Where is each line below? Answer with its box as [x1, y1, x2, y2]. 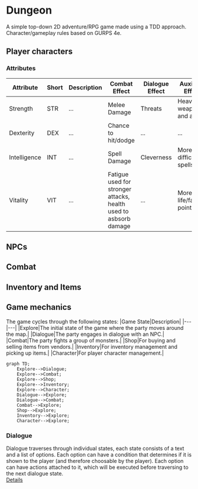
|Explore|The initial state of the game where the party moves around [18, 324, 184, 331]
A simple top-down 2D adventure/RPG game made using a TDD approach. [6, 23, 187, 30]
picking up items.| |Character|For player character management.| [6, 349, 164, 357]
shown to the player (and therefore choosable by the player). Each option [6, 457, 184, 464]
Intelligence [9, 153, 41, 161]
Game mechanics [6, 302, 72, 312]
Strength [9, 104, 34, 112]
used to [108, 207, 129, 215]
